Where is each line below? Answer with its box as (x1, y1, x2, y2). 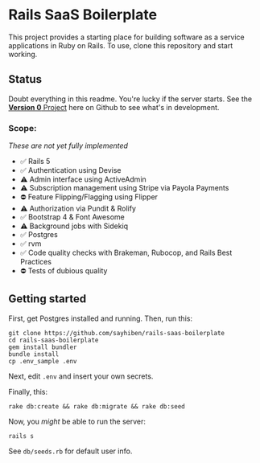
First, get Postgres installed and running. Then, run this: (8, 313, 193, 323)
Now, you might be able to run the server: (8, 416, 147, 426)
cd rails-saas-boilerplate (8, 336, 99, 344)
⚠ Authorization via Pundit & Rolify (19, 203, 137, 214)
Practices (19, 257, 52, 267)
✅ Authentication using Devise (19, 166, 122, 175)
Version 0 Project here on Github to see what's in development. (8, 102, 220, 112)
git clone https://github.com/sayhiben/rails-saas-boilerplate (8, 329, 225, 337)
